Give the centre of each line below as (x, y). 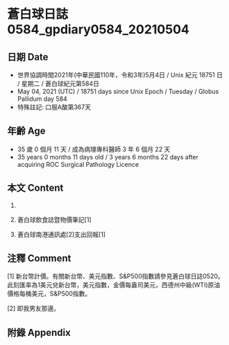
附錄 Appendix (39, 332)
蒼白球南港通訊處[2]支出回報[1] (61, 234)
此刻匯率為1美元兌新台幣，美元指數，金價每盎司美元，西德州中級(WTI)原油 (114, 285)
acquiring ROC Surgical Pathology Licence (78, 164)
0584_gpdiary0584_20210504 (98, 30)
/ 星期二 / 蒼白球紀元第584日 (58, 83)
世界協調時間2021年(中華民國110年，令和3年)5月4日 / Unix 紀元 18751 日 (120, 75)
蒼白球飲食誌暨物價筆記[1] (54, 219)
